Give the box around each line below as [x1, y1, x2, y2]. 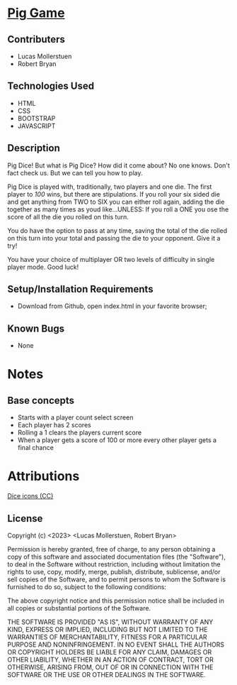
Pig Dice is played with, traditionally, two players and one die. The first [7, 182, 212, 191]
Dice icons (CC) [7, 492, 54, 500]
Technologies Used [7, 80, 94, 92]
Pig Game [7, 5, 65, 21]
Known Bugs [7, 322, 65, 334]
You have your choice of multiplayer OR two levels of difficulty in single [7, 255, 215, 263]
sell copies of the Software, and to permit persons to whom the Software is [7, 575, 226, 583]
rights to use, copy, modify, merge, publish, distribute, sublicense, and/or [7, 568, 221, 576]
